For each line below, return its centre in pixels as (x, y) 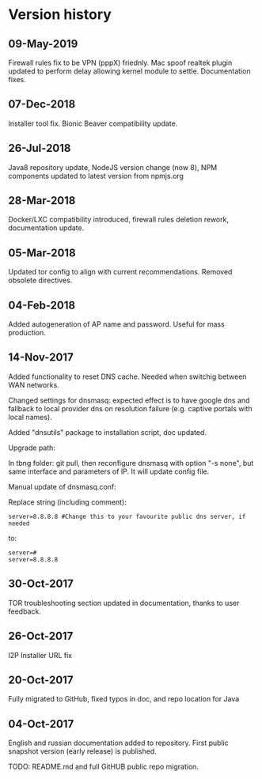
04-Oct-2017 (41, 724)
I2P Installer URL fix (40, 655)
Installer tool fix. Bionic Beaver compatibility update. (93, 123)
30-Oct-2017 (41, 584)
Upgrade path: (32, 448)
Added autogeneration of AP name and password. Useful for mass (117, 324)
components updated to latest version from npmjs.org (96, 176)
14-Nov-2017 (41, 357)
